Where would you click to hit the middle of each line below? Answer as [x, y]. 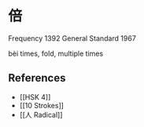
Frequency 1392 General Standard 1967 [72, 38]
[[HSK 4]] [35, 97]
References [37, 78]
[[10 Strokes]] [42, 105]
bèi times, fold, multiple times [56, 53]
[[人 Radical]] [41, 114]
